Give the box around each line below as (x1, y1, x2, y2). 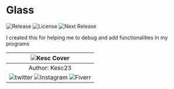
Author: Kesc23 (28, 63, 72, 72)
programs (6, 40, 30, 47)
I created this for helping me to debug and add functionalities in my (6, 34, 168, 41)
